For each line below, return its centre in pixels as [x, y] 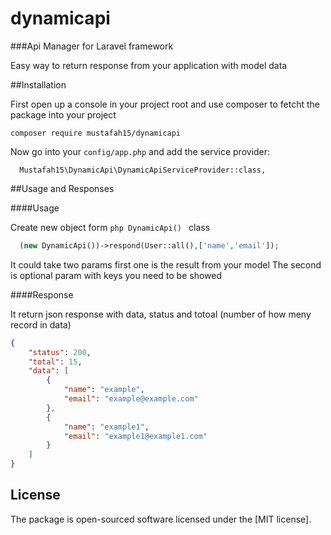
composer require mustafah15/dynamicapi [96, 133]
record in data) [41, 324]
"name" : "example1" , [106, 427]
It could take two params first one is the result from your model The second [166, 264]
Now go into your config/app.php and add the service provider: [140, 151]
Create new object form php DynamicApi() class [110, 227]
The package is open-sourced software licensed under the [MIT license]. [161, 519]
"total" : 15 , [55, 362]
